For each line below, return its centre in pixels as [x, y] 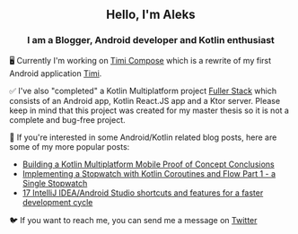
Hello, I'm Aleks [151, 15]
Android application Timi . [56, 73]
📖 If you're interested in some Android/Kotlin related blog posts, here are [143, 137]
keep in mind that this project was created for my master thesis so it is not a [149, 110]
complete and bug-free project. [67, 119]
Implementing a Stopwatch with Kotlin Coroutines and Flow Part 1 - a [149, 173]
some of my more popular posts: [70, 146]
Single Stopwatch [55, 183]
